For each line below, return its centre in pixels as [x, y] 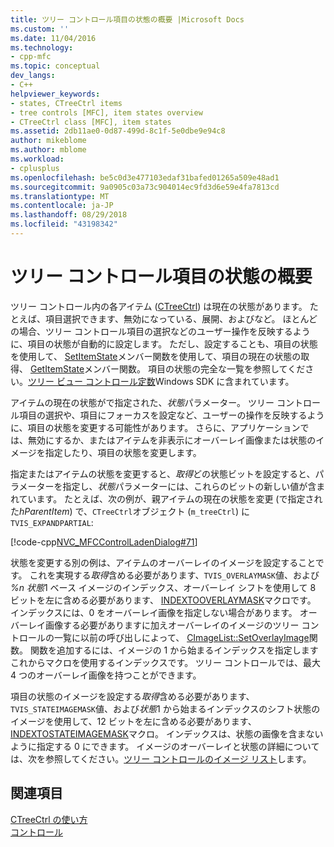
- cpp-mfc [31, 57]
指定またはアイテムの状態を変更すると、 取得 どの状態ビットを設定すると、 [163, 473]
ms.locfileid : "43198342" [64, 224]
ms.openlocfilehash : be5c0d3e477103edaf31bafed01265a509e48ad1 [145, 177]
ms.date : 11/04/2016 [53, 38]
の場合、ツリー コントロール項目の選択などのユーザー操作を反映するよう [160, 331]
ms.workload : [37, 159]
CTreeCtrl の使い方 [49, 819]
